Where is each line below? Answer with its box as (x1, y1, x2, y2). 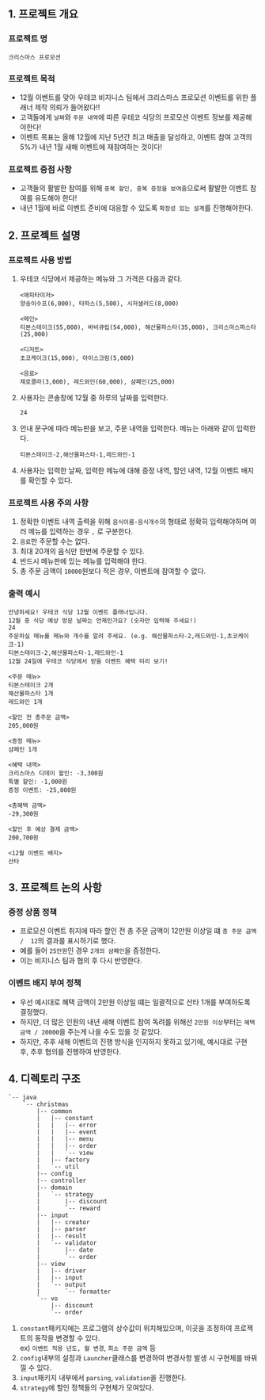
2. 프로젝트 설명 (8, 228, 81, 242)
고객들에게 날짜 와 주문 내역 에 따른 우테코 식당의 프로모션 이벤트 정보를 (19, 112, 232, 121)
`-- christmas (22, 1100, 69, 1108)
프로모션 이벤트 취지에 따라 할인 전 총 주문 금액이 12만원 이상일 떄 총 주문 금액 (19, 926, 257, 935)
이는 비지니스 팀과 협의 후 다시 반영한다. (19, 956, 142, 966)
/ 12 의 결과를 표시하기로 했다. (19, 936, 116, 946)
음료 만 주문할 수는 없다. (19, 537, 90, 546)
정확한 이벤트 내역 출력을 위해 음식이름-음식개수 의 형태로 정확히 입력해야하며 (19, 517, 248, 526)
